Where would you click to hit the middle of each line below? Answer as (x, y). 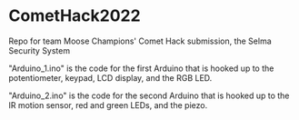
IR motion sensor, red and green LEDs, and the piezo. (108, 105)
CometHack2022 (75, 16)
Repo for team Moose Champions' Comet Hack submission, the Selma (140, 41)
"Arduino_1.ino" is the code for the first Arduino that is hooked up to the (141, 68)
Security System (39, 50)
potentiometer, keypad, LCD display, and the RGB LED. (110, 77)
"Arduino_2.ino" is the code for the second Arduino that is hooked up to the (149, 95)
